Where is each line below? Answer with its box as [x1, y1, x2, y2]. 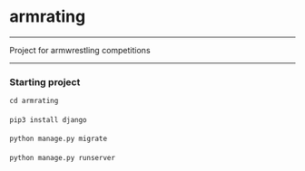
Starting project [9, 75, 81, 88]
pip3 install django [9, 115, 88, 124]
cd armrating [9, 97, 59, 106]
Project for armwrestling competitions [9, 44, 152, 55]
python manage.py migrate [9, 134, 107, 144]
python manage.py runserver [9, 154, 116, 163]
